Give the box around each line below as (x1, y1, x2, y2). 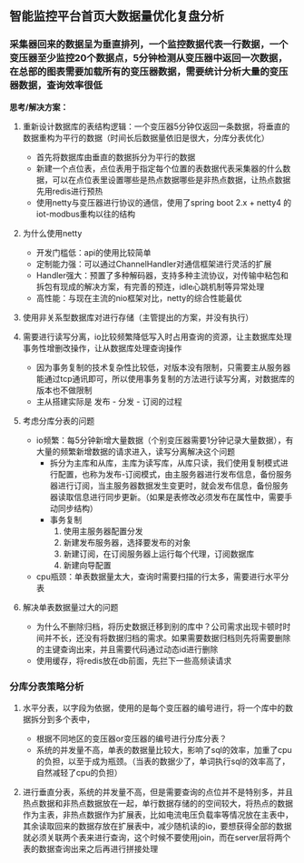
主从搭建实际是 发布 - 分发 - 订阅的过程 (35, 396, 183, 406)
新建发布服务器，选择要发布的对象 (63, 537, 191, 547)
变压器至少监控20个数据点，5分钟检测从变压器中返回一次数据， (9, 52, 288, 65)
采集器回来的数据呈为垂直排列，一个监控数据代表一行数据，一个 (9, 38, 289, 51)
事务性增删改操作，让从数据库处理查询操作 (22, 342, 182, 353)
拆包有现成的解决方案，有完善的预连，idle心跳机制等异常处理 (35, 281, 265, 292)
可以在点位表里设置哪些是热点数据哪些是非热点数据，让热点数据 (52, 174, 291, 185)
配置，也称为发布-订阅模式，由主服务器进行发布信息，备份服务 (57, 468, 292, 479)
